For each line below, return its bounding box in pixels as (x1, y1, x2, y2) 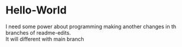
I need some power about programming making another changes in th (5, 23, 176, 30)
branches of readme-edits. (5, 29, 71, 36)
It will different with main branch (5, 35, 84, 42)
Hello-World (5, 4, 67, 17)
